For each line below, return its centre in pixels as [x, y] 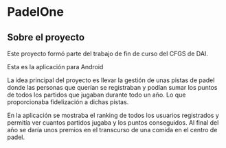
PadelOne [35, 12]
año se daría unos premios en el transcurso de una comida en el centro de [112, 130]
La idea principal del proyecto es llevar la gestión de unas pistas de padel [111, 80]
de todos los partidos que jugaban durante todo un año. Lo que [97, 95]
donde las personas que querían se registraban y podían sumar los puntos [112, 87]
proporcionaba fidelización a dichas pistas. [68, 102]
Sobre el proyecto [46, 37]
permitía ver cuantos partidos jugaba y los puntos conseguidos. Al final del [113, 123]
